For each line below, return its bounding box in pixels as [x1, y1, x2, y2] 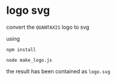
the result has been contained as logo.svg [6, 67, 111, 75]
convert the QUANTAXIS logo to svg [6, 23, 90, 31]
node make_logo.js [6, 57, 52, 63]
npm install [6, 46, 36, 53]
